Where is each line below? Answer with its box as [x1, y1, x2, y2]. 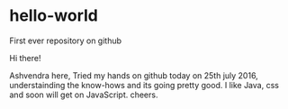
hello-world [9, 5, 99, 26]
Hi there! [9, 52, 41, 63]
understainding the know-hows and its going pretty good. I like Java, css [9, 79, 279, 90]
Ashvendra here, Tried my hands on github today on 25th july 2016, [9, 69, 258, 81]
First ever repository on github [9, 35, 122, 46]
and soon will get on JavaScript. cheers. [9, 89, 158, 100]
